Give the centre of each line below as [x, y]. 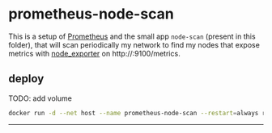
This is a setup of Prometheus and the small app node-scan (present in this [132, 36]
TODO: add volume [40, 98]
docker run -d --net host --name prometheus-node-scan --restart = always [134, 113]
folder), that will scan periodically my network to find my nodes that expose [134, 44]
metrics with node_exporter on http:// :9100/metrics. [94, 53]
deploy [26, 79]
